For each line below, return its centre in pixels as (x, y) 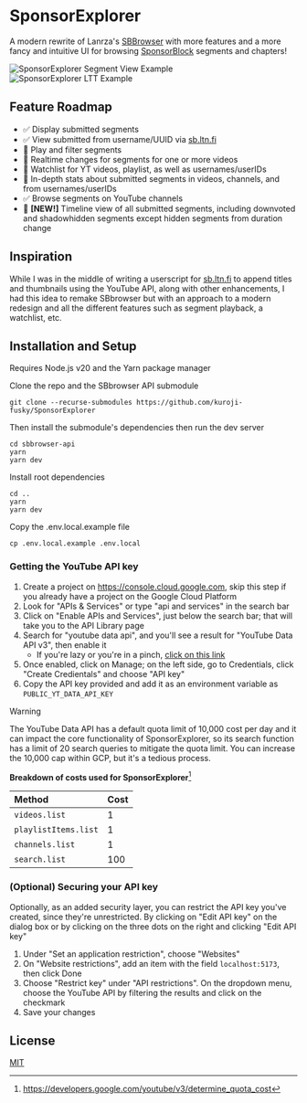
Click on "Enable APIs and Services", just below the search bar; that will (158, 615)
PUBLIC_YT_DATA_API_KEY (68, 694)
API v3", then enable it (64, 644)
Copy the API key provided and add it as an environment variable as (150, 684)
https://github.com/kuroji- (190, 403)
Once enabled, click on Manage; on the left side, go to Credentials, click (158, 664)
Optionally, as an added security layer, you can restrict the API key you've (148, 907)
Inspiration (41, 257)
